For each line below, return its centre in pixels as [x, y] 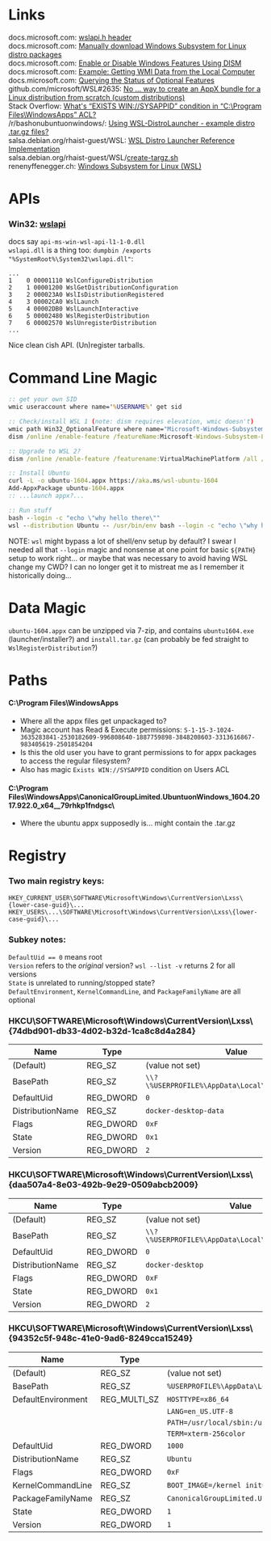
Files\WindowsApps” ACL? [52, 114]
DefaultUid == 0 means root [55, 956]
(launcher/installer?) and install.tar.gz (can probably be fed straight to [129, 639]
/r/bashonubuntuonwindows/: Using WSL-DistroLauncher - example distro [132, 123]
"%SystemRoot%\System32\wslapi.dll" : [71, 259]
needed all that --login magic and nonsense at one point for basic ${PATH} [132, 549]
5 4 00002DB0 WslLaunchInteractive [73, 309]
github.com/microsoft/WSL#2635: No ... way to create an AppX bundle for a [135, 89]
